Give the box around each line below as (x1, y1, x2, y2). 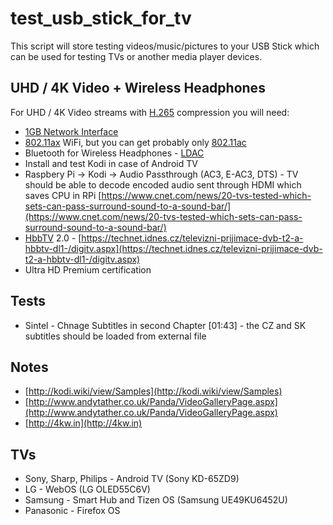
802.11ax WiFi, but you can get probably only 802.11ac (24, 136, 247, 148)
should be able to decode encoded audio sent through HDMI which (24, 178, 302, 191)
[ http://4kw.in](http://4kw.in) (24, 417, 143, 429)
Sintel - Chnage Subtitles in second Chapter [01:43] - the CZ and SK (24, 319, 307, 331)
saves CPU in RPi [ (24, 189, 102, 201)
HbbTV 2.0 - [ (24, 232, 82, 244)
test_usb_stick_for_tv (10, 7, 192, 30)
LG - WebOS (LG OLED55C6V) (24, 483, 151, 496)
